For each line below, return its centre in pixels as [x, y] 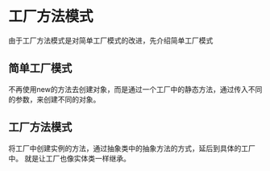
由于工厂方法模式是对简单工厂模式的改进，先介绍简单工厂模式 [111, 40]
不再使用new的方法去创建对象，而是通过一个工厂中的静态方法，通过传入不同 [135, 89]
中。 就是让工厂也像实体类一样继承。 [69, 158]
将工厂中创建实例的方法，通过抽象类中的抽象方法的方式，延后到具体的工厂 [132, 148]
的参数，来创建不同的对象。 [54, 99]
